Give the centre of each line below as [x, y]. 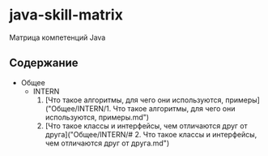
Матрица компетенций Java [57, 37]
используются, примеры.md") [97, 117]
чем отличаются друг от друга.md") [107, 143]
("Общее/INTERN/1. [78, 108]
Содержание [44, 63]
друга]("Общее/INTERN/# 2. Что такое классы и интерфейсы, [151, 134]
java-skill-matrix [66, 15]
